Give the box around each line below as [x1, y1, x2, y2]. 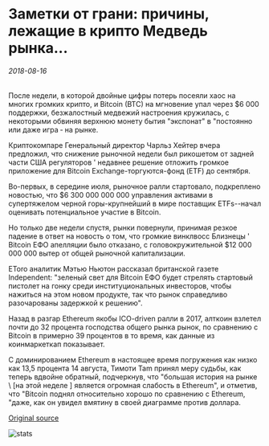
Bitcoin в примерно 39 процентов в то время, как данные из [8, 331, 215, 341]
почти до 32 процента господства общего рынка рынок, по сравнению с [8, 322, 259, 332]
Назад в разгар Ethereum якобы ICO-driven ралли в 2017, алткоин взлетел [8, 314, 262, 324]
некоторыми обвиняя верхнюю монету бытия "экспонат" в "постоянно [8, 117, 253, 126]
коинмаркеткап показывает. [8, 339, 106, 350]
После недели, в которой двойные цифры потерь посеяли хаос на [8, 91, 236, 100]
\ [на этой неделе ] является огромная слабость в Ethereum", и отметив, [8, 381, 258, 391]
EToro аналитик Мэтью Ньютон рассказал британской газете [8, 264, 219, 274]
